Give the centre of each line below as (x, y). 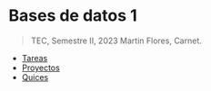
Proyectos (40, 68)
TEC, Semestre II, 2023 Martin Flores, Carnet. (116, 41)
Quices (35, 77)
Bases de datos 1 (73, 16)
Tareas (35, 58)
